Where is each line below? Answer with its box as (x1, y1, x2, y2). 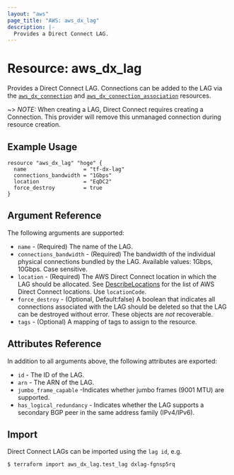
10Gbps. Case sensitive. (17, 265, 88, 273)
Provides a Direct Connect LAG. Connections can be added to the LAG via (7, 84, 223, 93)
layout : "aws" (7, 10, 49, 18)
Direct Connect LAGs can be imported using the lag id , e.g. (7, 447, 182, 456)
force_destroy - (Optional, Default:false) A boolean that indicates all (17, 294, 216, 303)
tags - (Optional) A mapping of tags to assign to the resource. (17, 317, 197, 326)
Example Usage (7, 141, 78, 153)
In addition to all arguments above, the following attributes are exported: (7, 357, 218, 365)
